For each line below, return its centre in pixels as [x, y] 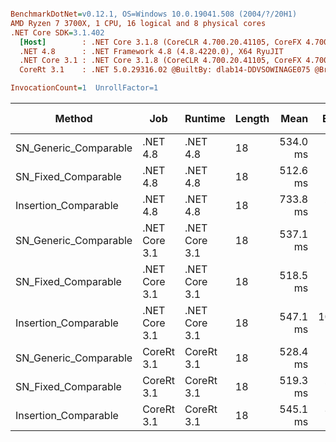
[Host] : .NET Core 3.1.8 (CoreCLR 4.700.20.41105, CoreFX [160, 42]
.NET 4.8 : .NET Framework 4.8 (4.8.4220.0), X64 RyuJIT [151, 51]
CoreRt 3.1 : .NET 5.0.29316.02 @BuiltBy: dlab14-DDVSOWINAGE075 [165, 70]
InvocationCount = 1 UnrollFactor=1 [84, 88]
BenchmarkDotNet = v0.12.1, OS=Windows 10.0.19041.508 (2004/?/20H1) [154, 14]
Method [73, 118]
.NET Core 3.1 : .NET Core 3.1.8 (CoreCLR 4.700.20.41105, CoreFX [160, 61]
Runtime [205, 118]
